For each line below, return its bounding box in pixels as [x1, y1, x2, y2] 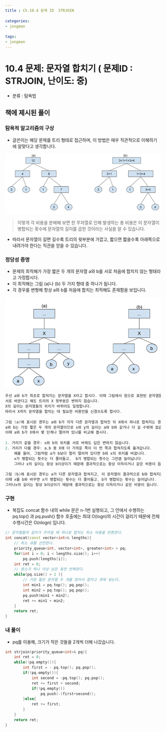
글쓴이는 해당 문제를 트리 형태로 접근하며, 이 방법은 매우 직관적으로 [12, 137, 140, 143]
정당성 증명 [5, 256, 30, 263]
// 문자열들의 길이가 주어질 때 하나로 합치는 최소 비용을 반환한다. [5, 530, 124, 535]
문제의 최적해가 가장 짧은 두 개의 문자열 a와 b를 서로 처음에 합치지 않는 [12, 268, 148, 274]
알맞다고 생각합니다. [17, 143, 56, 149]
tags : [5, 34, 16, 39]
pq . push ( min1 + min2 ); [23, 593, 70, 598]
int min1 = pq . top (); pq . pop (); [23, 583, 90, 588]
